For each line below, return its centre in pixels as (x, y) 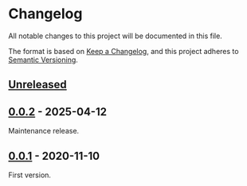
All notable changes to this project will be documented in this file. (116, 36)
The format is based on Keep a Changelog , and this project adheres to (123, 51)
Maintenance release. (44, 131)
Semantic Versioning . (43, 60)
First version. (30, 175)
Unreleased (38, 85)
